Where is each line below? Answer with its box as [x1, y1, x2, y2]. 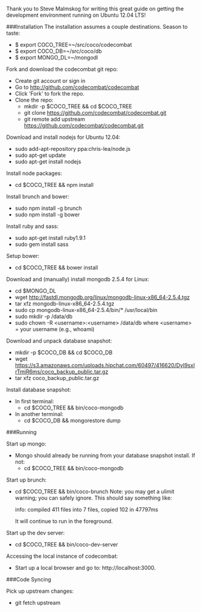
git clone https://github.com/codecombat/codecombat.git [23, 109, 167, 116]
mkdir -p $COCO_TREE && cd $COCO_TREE [23, 103, 133, 110]
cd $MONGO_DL [14, 287, 56, 294]
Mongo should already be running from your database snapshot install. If [14, 452, 196, 459]
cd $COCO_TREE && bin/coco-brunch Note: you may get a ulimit [14, 488, 175, 495]
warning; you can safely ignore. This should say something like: [14, 494, 172, 501]
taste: [6, 29, 20, 37]
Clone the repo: [14, 96, 54, 103]
